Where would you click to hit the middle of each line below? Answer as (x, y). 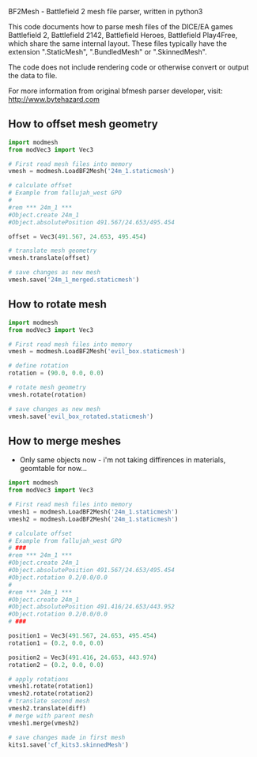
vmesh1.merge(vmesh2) (44, 723)
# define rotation (38, 366)
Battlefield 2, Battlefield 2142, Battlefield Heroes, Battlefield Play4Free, (123, 35)
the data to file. (33, 75)
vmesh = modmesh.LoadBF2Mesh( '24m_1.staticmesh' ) (92, 171)
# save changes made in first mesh (67, 737)
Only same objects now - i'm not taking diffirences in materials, (123, 460)
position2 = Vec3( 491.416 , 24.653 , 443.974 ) (83, 657)
